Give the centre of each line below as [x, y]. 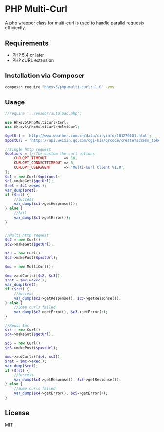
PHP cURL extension [33, 60]
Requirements [27, 43]
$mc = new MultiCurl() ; [29, 267]
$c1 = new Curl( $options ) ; [32, 177]
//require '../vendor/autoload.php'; [43, 114]
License [17, 413]
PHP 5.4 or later [28, 55]
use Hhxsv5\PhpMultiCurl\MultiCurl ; [42, 127]
